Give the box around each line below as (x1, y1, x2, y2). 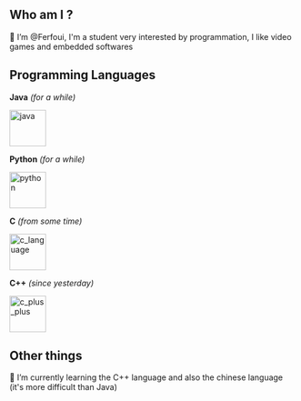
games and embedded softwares (9, 41, 134, 52)
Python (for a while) (9, 154, 85, 165)
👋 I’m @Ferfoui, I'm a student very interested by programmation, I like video (9, 31, 293, 42)
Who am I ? (9, 7, 74, 23)
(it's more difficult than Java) (9, 382, 118, 393)
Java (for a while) (9, 91, 75, 103)
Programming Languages (9, 67, 156, 83)
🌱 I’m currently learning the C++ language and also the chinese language (9, 372, 284, 383)
